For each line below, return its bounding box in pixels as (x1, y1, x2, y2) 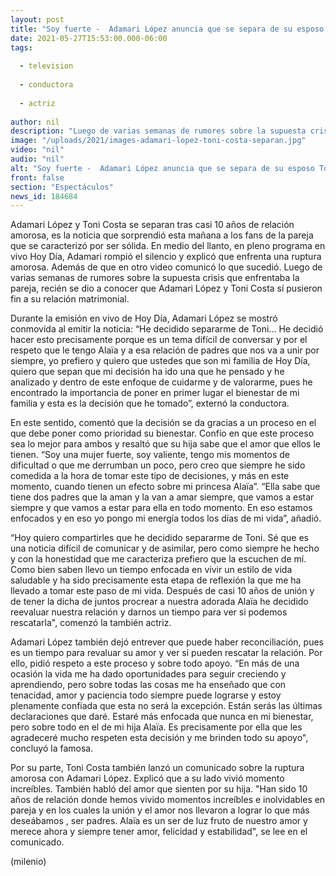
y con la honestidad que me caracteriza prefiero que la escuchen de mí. (10, 553, 307, 565)
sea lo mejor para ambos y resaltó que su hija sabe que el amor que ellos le (10, 438, 321, 450)
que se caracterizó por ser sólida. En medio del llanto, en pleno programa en (10, 240, 326, 252)
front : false (10, 172, 65, 183)
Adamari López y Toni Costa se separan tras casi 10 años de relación (10, 219, 295, 231)
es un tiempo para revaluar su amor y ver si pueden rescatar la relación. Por (10, 647, 323, 659)
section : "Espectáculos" (10, 182, 114, 192)
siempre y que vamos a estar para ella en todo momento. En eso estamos (10, 502, 313, 514)
